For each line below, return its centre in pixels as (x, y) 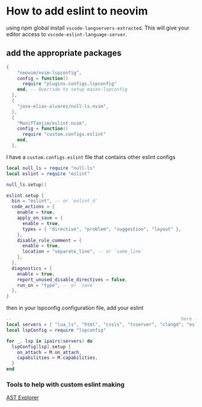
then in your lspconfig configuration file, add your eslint (75, 308)
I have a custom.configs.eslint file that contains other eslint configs (91, 157)
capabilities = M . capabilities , (57, 358)
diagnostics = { (32, 268)
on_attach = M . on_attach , (50, 352)
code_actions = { (33, 207)
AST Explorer (23, 398)
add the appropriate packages (64, 53)
